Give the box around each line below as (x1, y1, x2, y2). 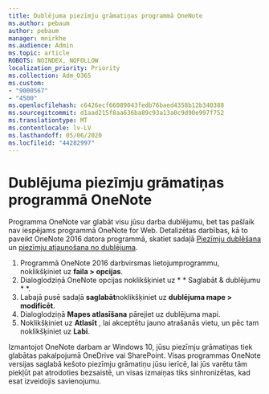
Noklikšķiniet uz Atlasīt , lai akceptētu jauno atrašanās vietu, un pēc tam (19, 318, 259, 328)
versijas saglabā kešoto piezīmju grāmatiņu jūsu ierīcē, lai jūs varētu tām (8, 359, 247, 369)
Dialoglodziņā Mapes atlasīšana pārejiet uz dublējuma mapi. (19, 310, 221, 319)
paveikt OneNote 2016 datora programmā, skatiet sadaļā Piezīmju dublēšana (8, 234, 262, 244)
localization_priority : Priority (8, 64, 120, 72)
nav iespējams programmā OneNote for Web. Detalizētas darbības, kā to (8, 226, 249, 236)
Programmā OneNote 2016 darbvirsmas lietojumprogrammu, (19, 258, 220, 268)
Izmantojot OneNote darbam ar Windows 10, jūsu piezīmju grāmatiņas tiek (8, 343, 253, 352)
